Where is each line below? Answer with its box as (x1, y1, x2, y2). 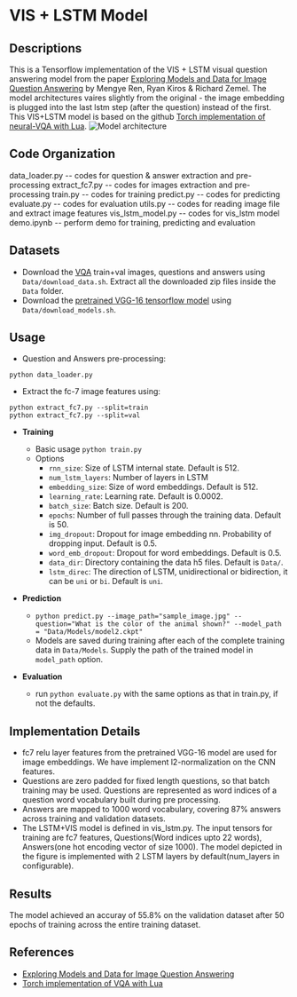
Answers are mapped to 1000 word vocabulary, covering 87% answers (21, 804, 282, 815)
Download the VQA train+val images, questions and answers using (21, 266, 266, 277)
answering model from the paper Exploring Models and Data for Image (9, 74, 268, 84)
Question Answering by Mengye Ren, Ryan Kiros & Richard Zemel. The (9, 83, 267, 93)
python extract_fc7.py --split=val (9, 411, 141, 420)
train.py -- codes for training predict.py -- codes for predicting (51, 188, 281, 200)
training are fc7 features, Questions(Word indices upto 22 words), (21, 832, 262, 843)
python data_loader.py (9, 370, 93, 380)
